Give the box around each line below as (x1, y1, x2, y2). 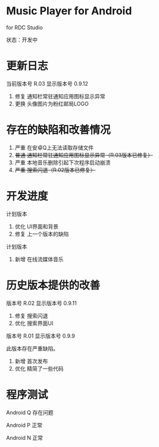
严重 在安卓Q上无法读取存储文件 (14, 144, 94, 151)
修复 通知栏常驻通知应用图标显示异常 (14, 92, 105, 99)
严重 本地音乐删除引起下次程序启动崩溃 (14, 159, 111, 166)
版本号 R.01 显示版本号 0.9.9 (6, 332, 76, 339)
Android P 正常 (6, 421, 43, 429)
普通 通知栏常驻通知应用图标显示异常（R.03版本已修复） (14, 151, 153, 158)
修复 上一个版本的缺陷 (14, 230, 69, 237)
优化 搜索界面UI (14, 320, 54, 327)
